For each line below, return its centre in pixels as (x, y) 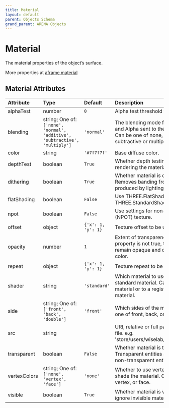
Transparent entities (139, 354)
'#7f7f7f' (96, 153)
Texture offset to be (138, 227)
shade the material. (137, 376)
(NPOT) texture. (134, 217)
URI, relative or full (137, 327)
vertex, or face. (133, 382)
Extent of (126, 237)
